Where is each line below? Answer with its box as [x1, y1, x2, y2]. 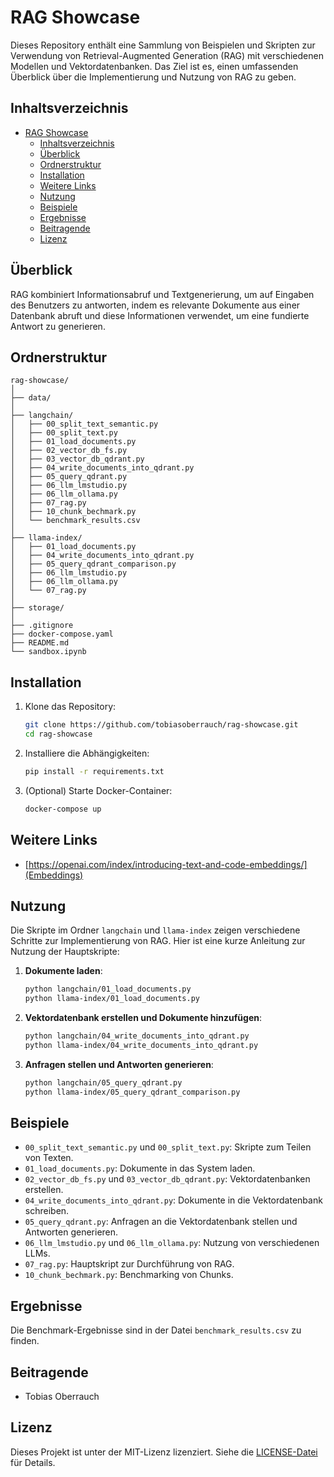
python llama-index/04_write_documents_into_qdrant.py [24, 1040, 259, 1050]
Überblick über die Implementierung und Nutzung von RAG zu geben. [10, 71, 297, 83]
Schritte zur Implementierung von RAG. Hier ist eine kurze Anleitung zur [10, 935, 306, 947]
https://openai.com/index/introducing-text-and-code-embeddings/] [28, 858, 308, 870]
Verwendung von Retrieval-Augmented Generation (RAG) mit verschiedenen [10, 49, 324, 61]
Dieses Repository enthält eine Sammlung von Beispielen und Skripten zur [10, 39, 316, 51]
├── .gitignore [10, 621, 74, 631]
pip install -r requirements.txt [24, 766, 165, 776]
